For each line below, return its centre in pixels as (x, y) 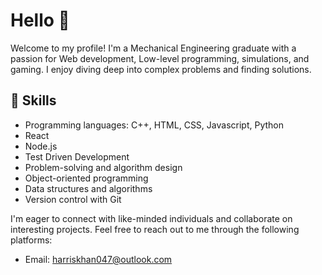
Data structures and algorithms (88, 188)
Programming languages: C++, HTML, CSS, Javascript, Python (154, 125)
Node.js (41, 146)
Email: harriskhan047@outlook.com (98, 259)
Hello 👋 (40, 20)
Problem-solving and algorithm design (103, 167)
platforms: (31, 240)
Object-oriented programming (86, 178)
